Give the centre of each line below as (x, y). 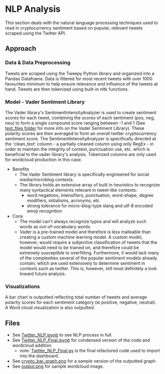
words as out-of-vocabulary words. (55, 226)
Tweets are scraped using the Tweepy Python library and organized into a (80, 73)
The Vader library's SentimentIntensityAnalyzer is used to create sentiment (81, 112)
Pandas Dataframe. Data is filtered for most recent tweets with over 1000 (79, 78)
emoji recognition (44, 211)
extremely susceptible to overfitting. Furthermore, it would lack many (89, 252)
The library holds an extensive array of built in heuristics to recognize (90, 185)
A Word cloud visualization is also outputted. (50, 308)
